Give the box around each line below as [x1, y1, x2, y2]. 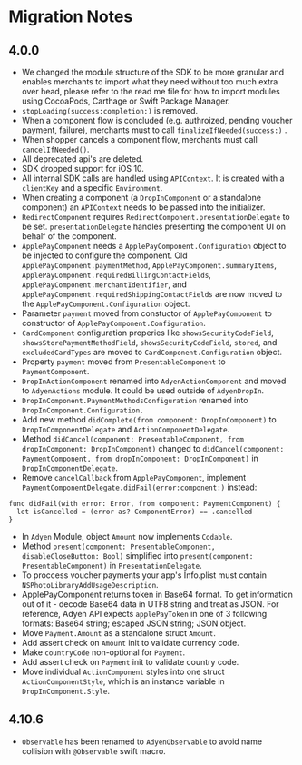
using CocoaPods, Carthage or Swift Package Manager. [21, 95, 230, 106]
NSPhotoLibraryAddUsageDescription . [21, 580, 160, 590]
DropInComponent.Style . [21, 686, 111, 696]
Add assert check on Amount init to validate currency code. [21, 638, 239, 648]
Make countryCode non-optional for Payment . [21, 647, 186, 658]
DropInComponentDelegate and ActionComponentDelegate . [21, 424, 230, 434]
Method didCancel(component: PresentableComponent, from [21, 433, 244, 444]
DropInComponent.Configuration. [21, 406, 144, 415]
